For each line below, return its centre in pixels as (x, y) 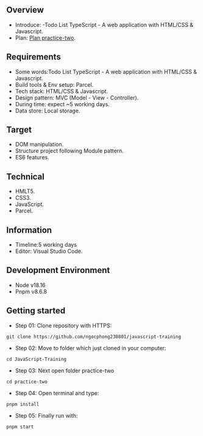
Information (29, 230)
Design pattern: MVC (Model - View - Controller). (77, 98)
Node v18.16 (30, 285)
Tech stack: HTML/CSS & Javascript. (62, 91)
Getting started (36, 311)
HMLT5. (25, 191)
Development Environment (58, 270)
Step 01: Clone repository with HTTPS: (63, 325)
